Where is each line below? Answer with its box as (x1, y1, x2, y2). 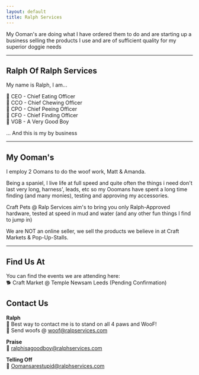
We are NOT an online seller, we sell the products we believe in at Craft (6, 227, 179, 235)
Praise (6, 338, 23, 345)
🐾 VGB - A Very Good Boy (6, 118, 69, 125)
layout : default (6, 8, 46, 15)
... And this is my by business (6, 130, 78, 137)
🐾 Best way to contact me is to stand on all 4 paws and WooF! (6, 320, 157, 328)
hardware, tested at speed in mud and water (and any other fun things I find (6, 210, 191, 217)
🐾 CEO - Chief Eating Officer (6, 93, 76, 100)
